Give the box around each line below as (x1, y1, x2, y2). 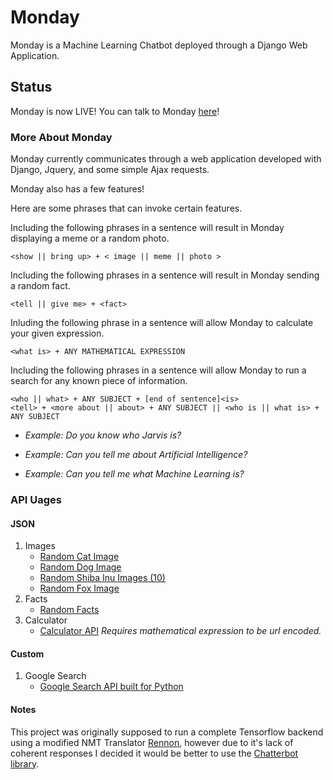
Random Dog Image (39, 561, 122, 573)
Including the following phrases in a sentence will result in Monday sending (10, 269, 320, 281)
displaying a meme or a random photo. (10, 232, 170, 245)
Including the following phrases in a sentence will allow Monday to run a (10, 364, 307, 376)
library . (10, 757, 40, 770)
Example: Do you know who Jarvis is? (24, 429, 182, 441)
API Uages (10, 492, 62, 506)
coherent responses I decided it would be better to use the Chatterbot (10, 747, 299, 759)
